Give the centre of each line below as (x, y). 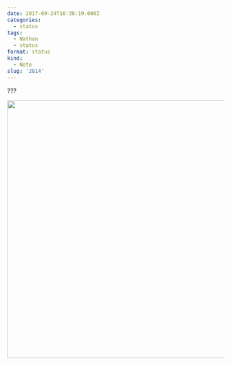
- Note (23, 65)
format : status (29, 52)
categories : (24, 20)
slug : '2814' (26, 71)
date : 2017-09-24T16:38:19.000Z (53, 13)
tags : (15, 33)
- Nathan (26, 39)
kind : (15, 58)
